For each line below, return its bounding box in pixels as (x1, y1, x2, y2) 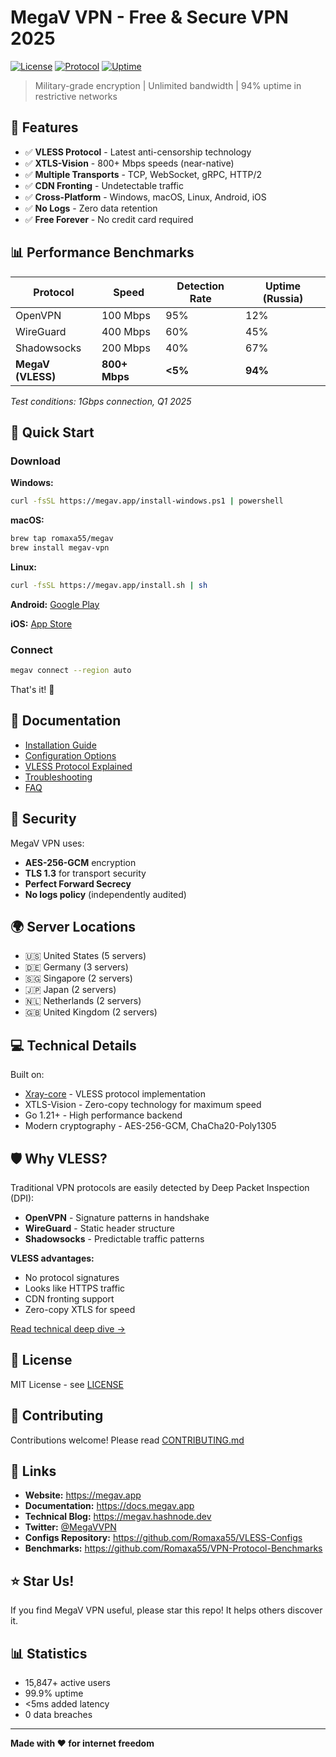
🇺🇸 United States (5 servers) (24, 950, 147, 962)
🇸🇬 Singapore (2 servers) (24, 972, 133, 985)
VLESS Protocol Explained (24, 760, 133, 772)
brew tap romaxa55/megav (10, 534, 114, 544)
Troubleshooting (24, 771, 93, 783)
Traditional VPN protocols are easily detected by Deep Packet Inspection (10, 1181, 310, 1193)
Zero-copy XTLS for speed (24, 1303, 136, 1315)
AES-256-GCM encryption (24, 856, 137, 868)
